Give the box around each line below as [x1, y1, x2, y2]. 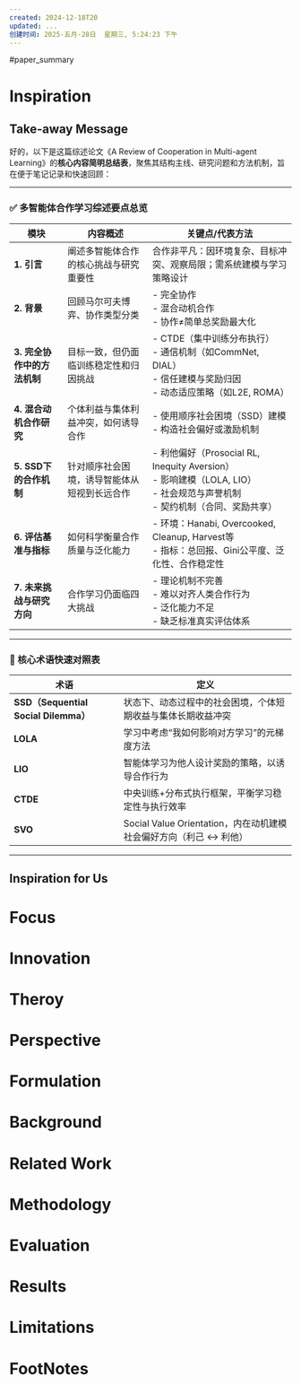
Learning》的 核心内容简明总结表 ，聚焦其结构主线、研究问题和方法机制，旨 [9, 158, 286, 169]
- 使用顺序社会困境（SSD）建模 [151, 409, 287, 422]
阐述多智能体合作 [66, 244, 140, 257]
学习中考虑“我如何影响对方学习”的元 [123, 726, 275, 738]
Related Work [9, 1153, 112, 1173]
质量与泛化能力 [66, 544, 131, 556]
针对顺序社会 [66, 459, 122, 472]
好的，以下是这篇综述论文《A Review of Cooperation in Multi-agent [9, 146, 257, 157]
